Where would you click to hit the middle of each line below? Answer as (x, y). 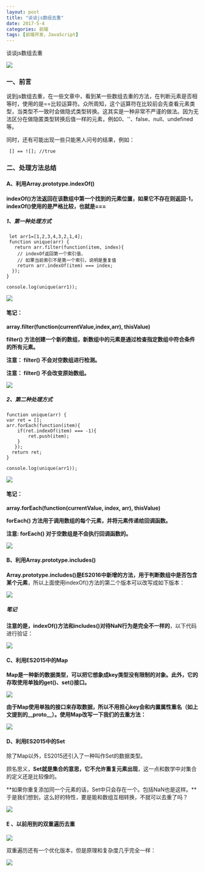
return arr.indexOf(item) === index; (65, 266)
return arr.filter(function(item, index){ (69, 247)
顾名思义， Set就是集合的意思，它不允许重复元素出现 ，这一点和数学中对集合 (102, 769)
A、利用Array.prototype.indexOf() (51, 184)
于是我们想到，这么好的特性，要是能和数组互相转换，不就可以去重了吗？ (97, 797)
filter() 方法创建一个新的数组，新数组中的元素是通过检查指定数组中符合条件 (101, 339)
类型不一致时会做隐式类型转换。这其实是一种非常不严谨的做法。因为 (108, 111)
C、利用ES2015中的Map (37, 660)
